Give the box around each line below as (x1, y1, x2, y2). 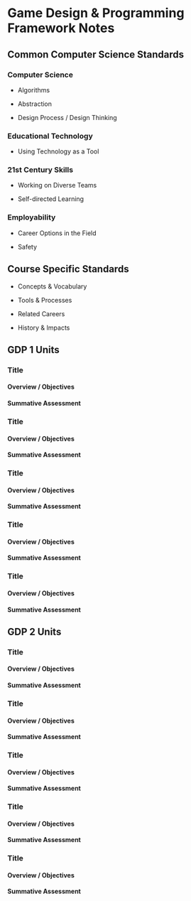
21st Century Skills (7, 165, 73, 175)
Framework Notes (7, 20, 115, 36)
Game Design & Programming (7, 5, 185, 21)
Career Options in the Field (17, 229, 97, 237)
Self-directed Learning (17, 195, 84, 203)
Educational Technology (7, 131, 94, 141)
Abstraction (17, 99, 52, 108)
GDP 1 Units (7, 343, 60, 356)
